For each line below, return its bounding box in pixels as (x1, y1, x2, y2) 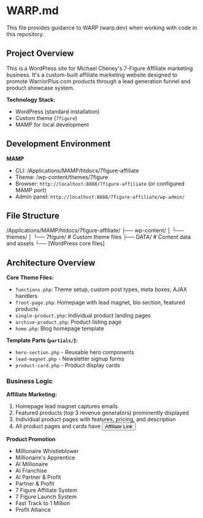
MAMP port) (15, 186, 47, 194)
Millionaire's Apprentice (15, 454, 75, 462)
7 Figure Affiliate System (15, 487, 78, 494)
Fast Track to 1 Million (15, 500, 71, 507)
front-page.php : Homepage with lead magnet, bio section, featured (15, 299, 185, 307)
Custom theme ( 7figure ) (15, 114, 78, 121)
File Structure (6, 210, 59, 221)
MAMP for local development (15, 121, 89, 128)
